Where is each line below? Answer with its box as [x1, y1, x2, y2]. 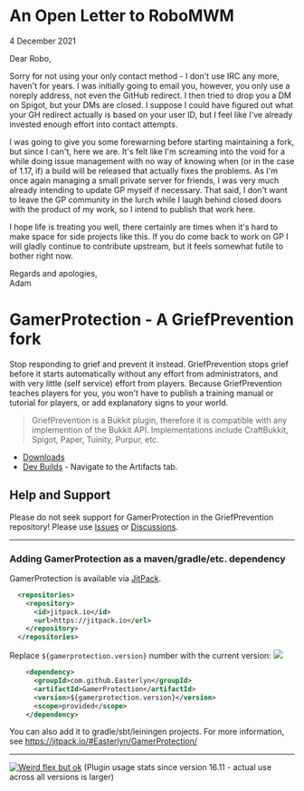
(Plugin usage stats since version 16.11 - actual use [83, 762, 272, 773]
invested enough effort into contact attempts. [9, 119, 178, 130]
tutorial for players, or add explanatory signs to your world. [9, 396, 229, 408]
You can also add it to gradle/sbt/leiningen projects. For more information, [9, 727, 285, 737]
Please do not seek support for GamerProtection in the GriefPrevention [9, 512, 274, 522]
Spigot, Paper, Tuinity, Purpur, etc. [31, 434, 160, 444]
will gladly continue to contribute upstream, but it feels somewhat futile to [9, 240, 283, 251]
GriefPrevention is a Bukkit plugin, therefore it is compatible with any [31, 415, 288, 425]
